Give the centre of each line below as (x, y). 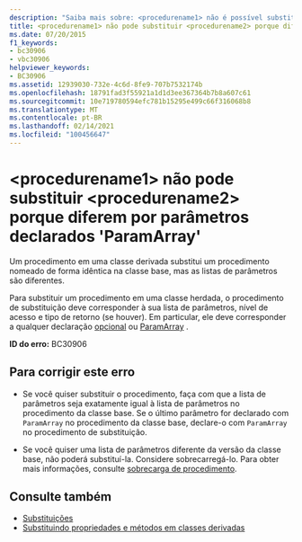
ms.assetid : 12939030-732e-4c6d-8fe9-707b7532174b (106, 84)
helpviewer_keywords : (50, 68)
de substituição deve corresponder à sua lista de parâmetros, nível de (139, 307)
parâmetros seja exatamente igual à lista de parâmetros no (131, 403)
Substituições (48, 519)
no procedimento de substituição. (84, 431)
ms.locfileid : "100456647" (60, 135)
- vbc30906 (30, 59)
